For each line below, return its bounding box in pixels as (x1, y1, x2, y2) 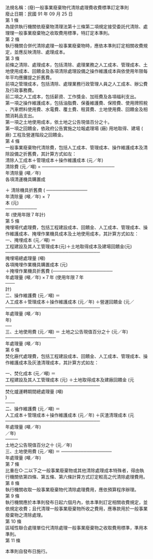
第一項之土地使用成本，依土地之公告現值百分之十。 (5, 119, 112, 125)
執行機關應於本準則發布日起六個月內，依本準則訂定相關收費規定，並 (5, 499, 148, 505)
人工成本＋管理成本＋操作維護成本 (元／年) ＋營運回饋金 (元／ (5, 299, 135, 304)
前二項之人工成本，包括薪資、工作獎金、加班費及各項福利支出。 (5, 94, 139, 99)
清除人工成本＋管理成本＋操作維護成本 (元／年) (5, 157, 104, 163)
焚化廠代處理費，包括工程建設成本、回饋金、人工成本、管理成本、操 (5, 353, 148, 359)
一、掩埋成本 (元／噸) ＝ (5, 237, 56, 243)
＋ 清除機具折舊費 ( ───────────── (5, 187, 87, 193)
